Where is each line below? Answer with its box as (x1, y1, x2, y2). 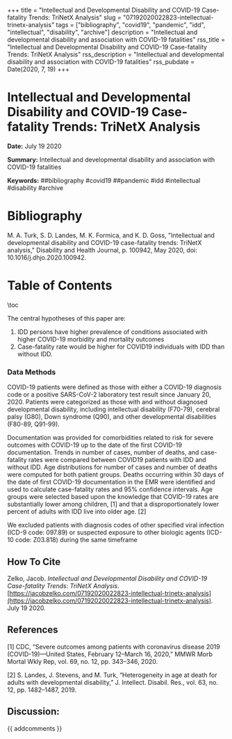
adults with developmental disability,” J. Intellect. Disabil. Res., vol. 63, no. (7, 678, 219, 686)
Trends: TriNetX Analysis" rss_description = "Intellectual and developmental (7, 50, 224, 58)
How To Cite (7, 556, 61, 568)
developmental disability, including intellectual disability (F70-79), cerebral (7, 405, 220, 413)
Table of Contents (7, 278, 113, 294)
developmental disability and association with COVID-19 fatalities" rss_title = (7, 35, 226, 44)
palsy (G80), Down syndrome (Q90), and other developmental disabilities (7, 413, 217, 421)
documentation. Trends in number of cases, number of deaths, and (7, 448, 199, 456)
